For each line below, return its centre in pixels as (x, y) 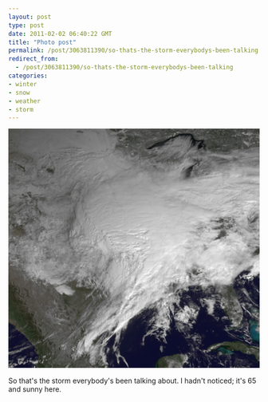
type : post (26, 25)
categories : (28, 76)
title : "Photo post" (43, 42)
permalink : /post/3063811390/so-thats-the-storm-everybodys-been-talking (134, 51)
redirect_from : (33, 59)
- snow (19, 93)
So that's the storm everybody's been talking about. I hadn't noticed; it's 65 (132, 381)
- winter (23, 84)
